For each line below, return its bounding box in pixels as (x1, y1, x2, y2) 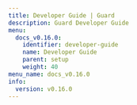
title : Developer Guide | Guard (8, 11, 115, 20)
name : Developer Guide (22, 48, 97, 56)
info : (8, 77, 26, 85)
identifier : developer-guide (22, 41, 119, 49)
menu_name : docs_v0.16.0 (8, 70, 90, 78)
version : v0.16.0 (15, 84, 73, 93)
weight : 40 (22, 63, 59, 71)
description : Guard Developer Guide (8, 19, 129, 27)
